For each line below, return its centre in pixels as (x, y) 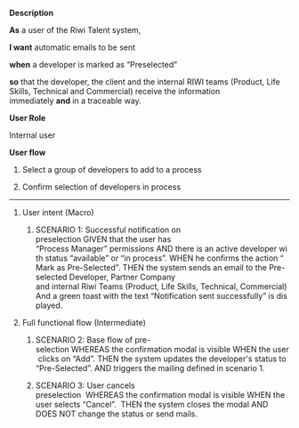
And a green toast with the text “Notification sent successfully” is (155, 296)
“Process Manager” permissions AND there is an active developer (156, 249)
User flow (28, 152)
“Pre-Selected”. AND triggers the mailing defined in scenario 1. (150, 368)
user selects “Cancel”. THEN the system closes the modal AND (152, 404)
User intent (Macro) (58, 212)
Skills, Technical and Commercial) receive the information (115, 91)
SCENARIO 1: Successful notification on (108, 230)
